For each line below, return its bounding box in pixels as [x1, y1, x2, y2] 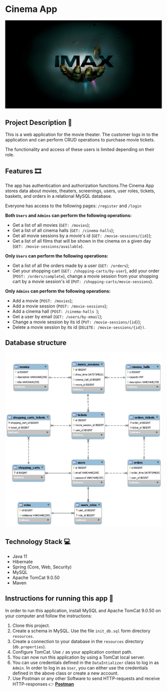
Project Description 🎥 [5, 118, 73, 127]
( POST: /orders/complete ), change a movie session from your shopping [12, 273, 159, 279]
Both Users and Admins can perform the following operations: [5, 213, 132, 219]
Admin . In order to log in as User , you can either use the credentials [12, 665, 148, 671]
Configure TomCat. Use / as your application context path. [12, 649, 133, 655]
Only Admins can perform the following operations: [5, 288, 111, 294]
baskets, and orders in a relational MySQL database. [5, 193, 112, 199]
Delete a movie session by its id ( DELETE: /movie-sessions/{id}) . [12, 324, 146, 330]
